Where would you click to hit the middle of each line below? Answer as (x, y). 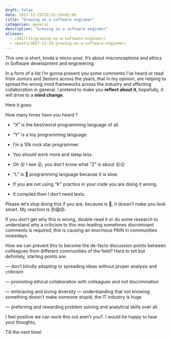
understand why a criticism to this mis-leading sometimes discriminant (80, 224)
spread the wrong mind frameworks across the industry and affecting (78, 84)
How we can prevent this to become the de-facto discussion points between (86, 245)
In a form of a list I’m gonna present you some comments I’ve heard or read (84, 73)
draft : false (19, 10)
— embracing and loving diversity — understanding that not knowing (78, 291)
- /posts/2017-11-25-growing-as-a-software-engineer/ (68, 43)
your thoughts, (21, 322)
